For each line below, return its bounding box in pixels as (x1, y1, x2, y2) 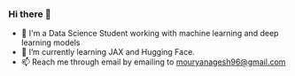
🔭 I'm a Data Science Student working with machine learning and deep (20, 28, 279, 39)
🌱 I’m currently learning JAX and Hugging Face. (20, 47, 196, 57)
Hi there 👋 (8, 8, 52, 20)
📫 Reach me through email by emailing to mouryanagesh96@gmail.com (20, 57, 286, 67)
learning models (20, 37, 81, 48)
